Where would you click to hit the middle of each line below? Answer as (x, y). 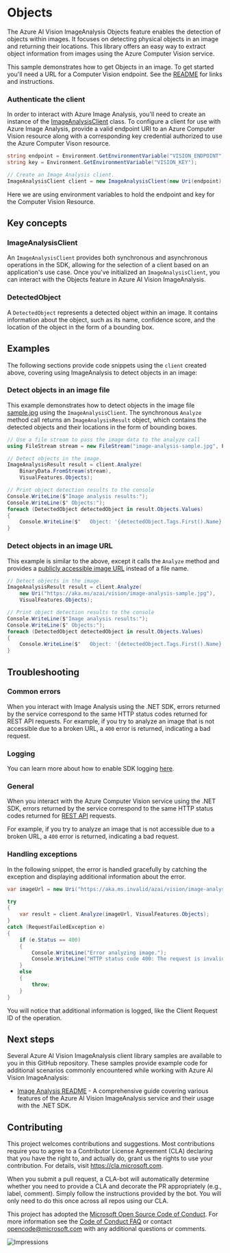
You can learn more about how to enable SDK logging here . (91, 769)
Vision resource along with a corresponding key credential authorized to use (115, 136)
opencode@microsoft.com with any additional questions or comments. (107, 1229)
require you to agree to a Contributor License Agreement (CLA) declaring (110, 1151)
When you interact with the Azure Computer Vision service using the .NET (112, 801)
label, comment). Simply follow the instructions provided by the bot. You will (114, 1194)
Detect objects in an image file (59, 390)
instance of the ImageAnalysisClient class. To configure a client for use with (114, 122)
